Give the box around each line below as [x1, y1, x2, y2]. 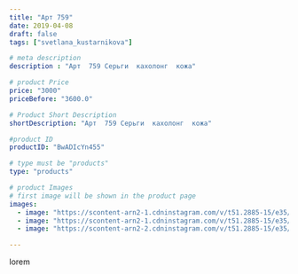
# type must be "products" [9, 159, 109, 168]
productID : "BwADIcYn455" [9, 143, 105, 152]
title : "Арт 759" [9, 12, 74, 22]
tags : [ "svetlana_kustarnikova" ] [9, 37, 133, 47]
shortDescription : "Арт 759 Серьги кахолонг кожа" [9, 119, 213, 128]
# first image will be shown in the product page [9, 192, 197, 200]
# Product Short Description [9, 110, 117, 120]
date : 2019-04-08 [9, 21, 74, 30]
